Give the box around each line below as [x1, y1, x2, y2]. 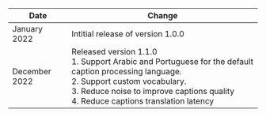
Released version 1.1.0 [70, 47, 158, 57]
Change [147, 10, 178, 21]
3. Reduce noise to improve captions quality [70, 86, 235, 96]
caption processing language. [70, 66, 182, 77]
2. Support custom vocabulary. [70, 76, 187, 86]
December [12, 66, 51, 77]
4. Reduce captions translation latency [70, 96, 215, 106]
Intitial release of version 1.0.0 [70, 28, 184, 39]
